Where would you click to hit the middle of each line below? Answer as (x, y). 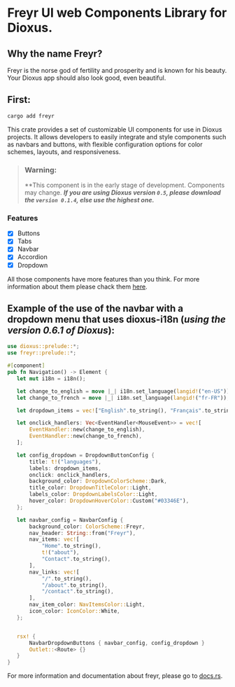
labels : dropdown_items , (65, 468)
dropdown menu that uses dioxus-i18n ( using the (116, 319)
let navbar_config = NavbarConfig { (70, 520)
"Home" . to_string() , (71, 546)
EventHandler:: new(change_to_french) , (85, 436)
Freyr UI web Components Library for (117, 13)
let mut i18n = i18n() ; (51, 379)
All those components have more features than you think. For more (104, 279)
